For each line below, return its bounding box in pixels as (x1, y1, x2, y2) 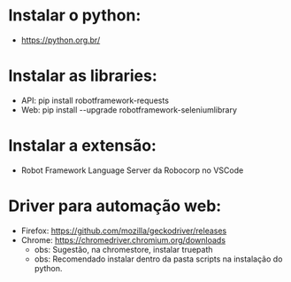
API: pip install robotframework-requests (20, 95, 170, 106)
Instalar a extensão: (8, 136, 157, 156)
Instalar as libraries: (8, 66, 157, 86)
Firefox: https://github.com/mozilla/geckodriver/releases (20, 225, 227, 236)
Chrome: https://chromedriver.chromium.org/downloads (20, 234, 226, 245)
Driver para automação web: (8, 196, 222, 215)
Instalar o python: (8, 5, 142, 26)
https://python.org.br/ (20, 35, 101, 45)
